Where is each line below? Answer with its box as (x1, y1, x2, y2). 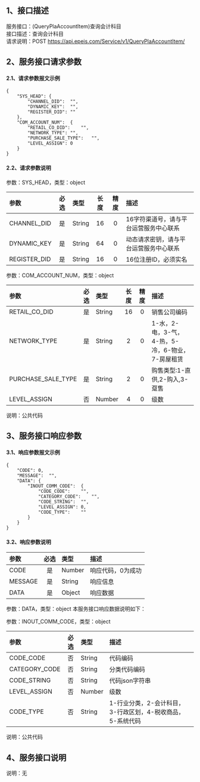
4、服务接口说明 (6, 752, 67, 763)
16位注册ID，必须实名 (126, 255, 187, 263)
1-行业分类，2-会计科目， (109, 699, 185, 707)
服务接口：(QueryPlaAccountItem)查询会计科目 (6, 23, 121, 30)
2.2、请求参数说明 (6, 164, 52, 171)
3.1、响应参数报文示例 (6, 449, 61, 456)
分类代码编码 (109, 666, 145, 674)
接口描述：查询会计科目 (6, 30, 64, 37)
